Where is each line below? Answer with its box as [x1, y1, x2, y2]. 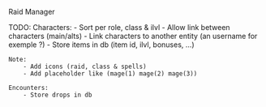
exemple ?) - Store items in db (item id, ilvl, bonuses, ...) [8, 40, 195, 49]
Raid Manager [8, 7, 55, 16]
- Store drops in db [23, 91, 92, 99]
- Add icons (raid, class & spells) [23, 62, 148, 71]
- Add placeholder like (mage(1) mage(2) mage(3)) [23, 70, 198, 78]
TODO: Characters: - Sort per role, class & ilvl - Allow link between [8, 23, 230, 32]
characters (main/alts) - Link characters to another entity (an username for [8, 32, 258, 41]
